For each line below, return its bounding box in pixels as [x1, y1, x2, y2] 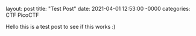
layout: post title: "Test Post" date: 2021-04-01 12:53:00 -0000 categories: [5, 5, 191, 12]
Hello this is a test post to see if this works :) [5, 23, 116, 30]
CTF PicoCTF [5, 11, 39, 19]
